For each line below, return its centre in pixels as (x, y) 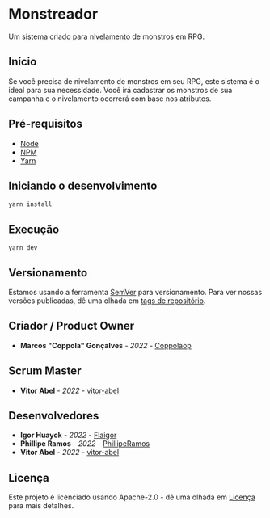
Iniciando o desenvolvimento (83, 185)
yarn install (30, 204)
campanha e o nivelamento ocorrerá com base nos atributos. (110, 99)
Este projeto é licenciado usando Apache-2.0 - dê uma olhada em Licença (132, 497)
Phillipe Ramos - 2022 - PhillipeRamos (85, 444)
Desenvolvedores (54, 416)
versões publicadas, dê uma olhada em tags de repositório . (107, 301)
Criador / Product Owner (72, 326)
